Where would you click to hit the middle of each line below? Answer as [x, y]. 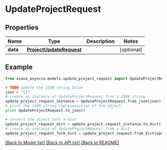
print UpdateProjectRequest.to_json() [45, 111]
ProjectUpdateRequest [54, 50]
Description [101, 41]
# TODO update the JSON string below [44, 88]
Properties [22, 27]
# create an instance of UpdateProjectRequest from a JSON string [75, 97]
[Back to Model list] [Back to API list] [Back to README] [62, 143]
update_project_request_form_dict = [43, 133]
